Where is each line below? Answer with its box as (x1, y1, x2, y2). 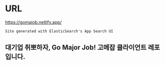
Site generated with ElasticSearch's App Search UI (5, 29, 113, 33)
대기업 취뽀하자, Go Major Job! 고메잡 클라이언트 (5, 43, 147, 52)
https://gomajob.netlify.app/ (5, 19, 62, 25)
